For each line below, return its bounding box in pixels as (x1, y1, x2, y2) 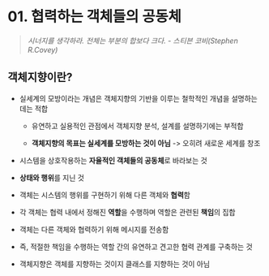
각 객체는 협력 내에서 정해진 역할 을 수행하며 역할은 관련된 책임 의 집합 (19, 207, 236, 217)
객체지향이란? (7, 71, 73, 84)
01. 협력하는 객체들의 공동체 (7, 7, 181, 26)
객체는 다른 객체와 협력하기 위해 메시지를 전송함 (19, 224, 169, 234)
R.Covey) (27, 45, 58, 54)
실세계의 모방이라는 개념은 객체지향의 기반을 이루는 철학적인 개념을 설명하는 (19, 93, 258, 103)
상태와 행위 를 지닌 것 (19, 172, 84, 183)
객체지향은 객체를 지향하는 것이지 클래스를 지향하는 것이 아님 (19, 259, 211, 269)
